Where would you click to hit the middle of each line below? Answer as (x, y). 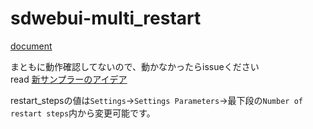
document (31, 46)
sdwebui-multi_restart (106, 18)
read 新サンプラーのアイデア (69, 79)
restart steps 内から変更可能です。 (83, 113)
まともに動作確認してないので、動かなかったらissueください (135, 66)
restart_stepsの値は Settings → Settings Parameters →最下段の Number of (156, 100)
